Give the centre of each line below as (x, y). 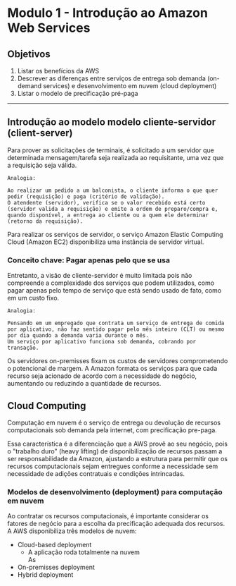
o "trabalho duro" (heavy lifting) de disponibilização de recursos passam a (115, 451)
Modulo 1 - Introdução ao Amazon (108, 13)
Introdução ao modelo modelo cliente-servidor (112, 122)
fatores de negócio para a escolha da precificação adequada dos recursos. (116, 524)
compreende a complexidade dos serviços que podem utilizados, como (111, 283)
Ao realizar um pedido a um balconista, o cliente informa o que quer (113, 190)
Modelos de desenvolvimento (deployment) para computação (115, 492)
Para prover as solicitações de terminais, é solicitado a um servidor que (111, 150)
